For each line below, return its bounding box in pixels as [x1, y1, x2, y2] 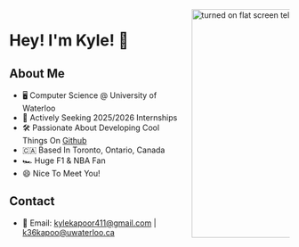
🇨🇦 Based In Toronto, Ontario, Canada [21, 144, 166, 155]
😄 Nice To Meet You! [21, 169, 101, 178]
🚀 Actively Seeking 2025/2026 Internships [21, 112, 178, 123]
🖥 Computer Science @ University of [21, 90, 158, 101]
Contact [9, 193, 55, 209]
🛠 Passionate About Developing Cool [21, 122, 160, 133]
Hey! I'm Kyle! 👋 [9, 30, 129, 51]
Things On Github [21, 136, 87, 145]
